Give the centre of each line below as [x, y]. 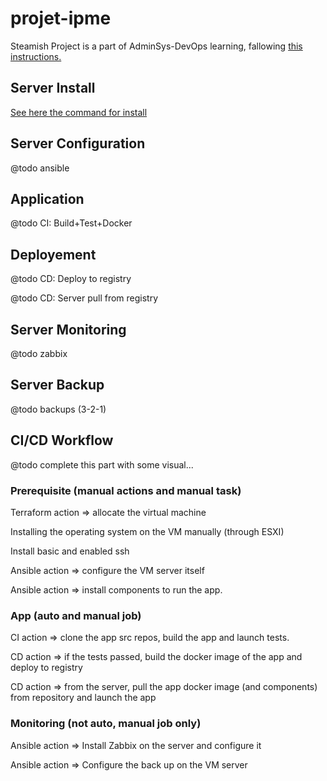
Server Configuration [78, 143]
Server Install [53, 88]
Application [47, 198]
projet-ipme [61, 18]
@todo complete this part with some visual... [102, 464]
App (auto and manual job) [76, 615]
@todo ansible [40, 168]
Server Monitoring [68, 329]
